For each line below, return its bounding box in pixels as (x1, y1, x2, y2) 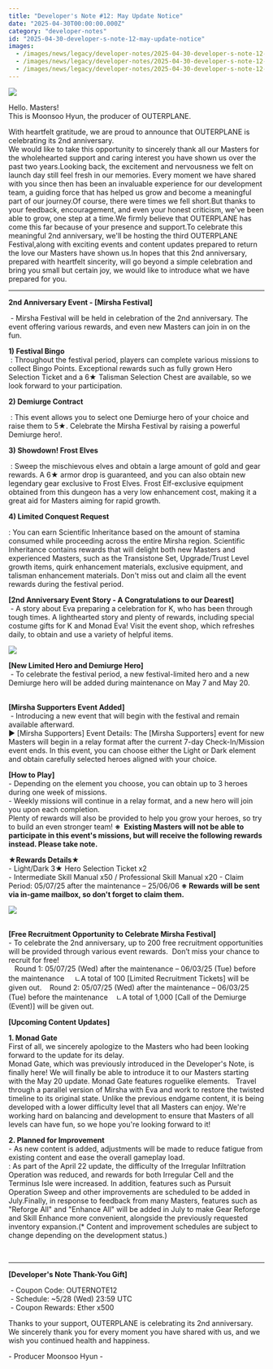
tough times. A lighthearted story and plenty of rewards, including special (8, 612, 254, 622)
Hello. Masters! (8, 103, 59, 112)
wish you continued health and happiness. (8, 1336, 150, 1345)
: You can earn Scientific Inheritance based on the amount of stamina (8, 527, 240, 537)
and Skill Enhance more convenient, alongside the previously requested (8, 1213, 249, 1222)
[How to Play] (8, 770, 55, 780)
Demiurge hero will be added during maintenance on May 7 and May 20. (8, 677, 250, 688)
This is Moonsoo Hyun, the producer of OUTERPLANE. (8, 111, 192, 120)
